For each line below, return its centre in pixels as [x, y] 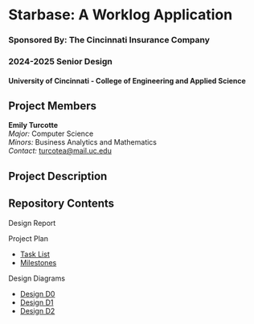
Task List [35, 254]
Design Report [32, 223]
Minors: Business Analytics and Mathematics [83, 142]
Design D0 [37, 293]
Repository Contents [61, 204]
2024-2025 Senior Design [60, 62]
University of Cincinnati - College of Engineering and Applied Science [127, 80]
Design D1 [37, 302]
